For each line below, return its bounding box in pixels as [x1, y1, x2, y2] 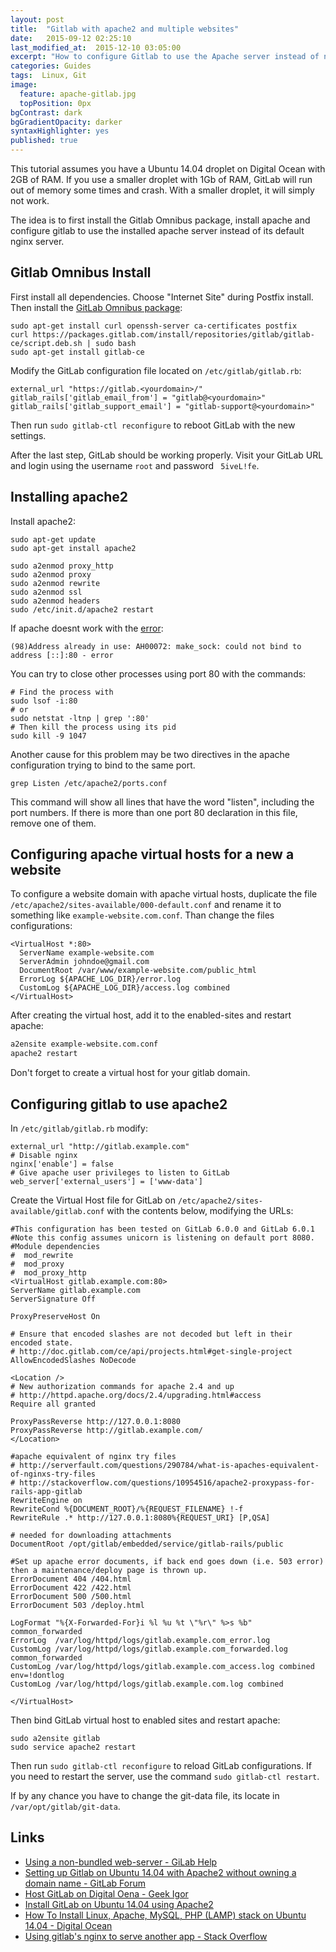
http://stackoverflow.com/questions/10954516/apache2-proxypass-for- [19, 1478, 315, 1488]
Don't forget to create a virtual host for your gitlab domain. [10, 1067, 251, 1079]
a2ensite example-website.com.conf [10, 1039, 159, 1050]
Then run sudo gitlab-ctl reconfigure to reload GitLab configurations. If [10, 1760, 312, 1771]
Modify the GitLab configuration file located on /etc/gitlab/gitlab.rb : [10, 364, 302, 376]
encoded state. [10, 1338, 74, 1348]
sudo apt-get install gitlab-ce [10, 347, 145, 357]
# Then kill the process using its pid [10, 722, 177, 732]
